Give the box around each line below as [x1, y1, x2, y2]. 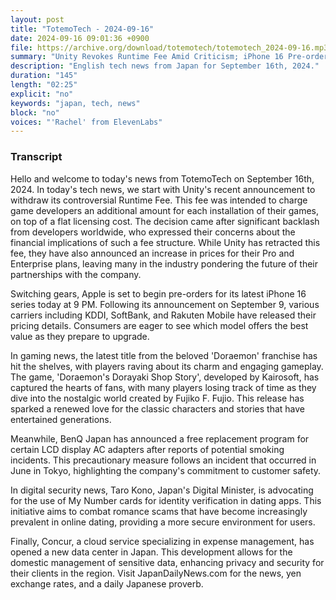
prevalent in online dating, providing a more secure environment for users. [10, 516, 316, 528]
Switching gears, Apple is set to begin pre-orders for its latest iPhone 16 [10, 287, 307, 300]
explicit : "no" [10, 89, 74, 99]
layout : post [10, 14, 65, 25]
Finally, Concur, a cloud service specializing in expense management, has [10, 535, 315, 547]
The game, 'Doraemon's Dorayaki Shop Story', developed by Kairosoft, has [10, 371, 320, 383]
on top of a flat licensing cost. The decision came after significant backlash [10, 215, 320, 227]
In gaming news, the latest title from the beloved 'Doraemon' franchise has [10, 349, 318, 361]
